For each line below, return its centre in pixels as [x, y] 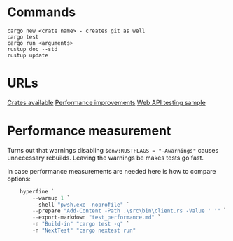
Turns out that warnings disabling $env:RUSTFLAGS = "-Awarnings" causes [113, 150]
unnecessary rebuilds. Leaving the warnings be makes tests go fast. [106, 158]
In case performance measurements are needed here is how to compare [112, 171]
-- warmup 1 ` [51, 198]
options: [19, 179]
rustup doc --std [33, 49]
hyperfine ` [37, 191]
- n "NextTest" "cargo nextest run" [84, 231]
